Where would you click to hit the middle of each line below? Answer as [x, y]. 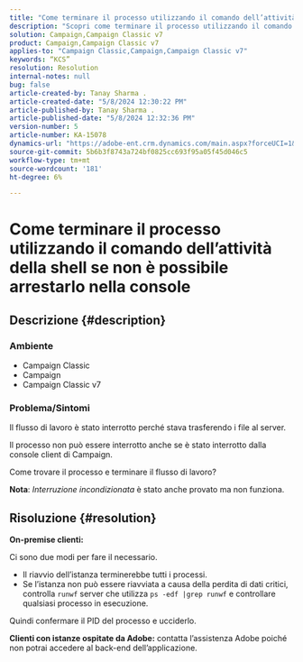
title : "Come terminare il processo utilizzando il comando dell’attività [153, 18]
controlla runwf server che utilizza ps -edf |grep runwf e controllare [149, 594]
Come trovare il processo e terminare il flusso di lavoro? [113, 472]
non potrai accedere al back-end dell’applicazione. [104, 648]
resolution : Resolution [54, 69]
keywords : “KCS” [40, 60]
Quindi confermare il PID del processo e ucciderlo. [103, 621]
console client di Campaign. [61, 455]
